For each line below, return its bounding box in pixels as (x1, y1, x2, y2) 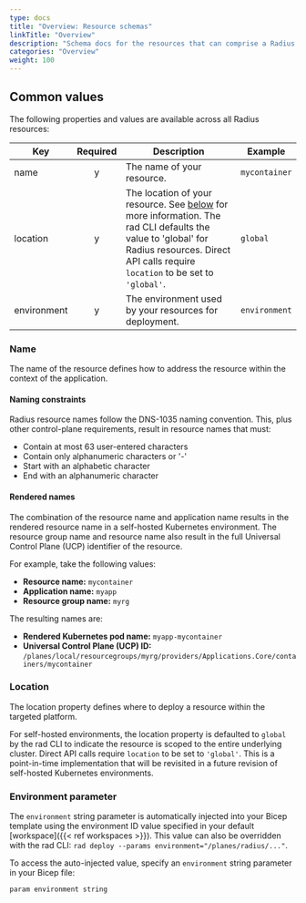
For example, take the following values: (9, 558, 157, 570)
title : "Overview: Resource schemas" (9, 22, 153, 31)
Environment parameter (9, 790, 117, 803)
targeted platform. (9, 711, 77, 722)
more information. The (126, 209, 221, 221)
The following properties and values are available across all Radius (9, 113, 260, 124)
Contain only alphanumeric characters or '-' (22, 451, 188, 462)
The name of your (126, 160, 202, 173)
